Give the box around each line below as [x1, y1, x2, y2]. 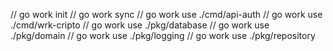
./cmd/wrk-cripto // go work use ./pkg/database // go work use [10, 19, 270, 31]
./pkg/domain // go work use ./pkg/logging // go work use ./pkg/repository [10, 30, 316, 41]
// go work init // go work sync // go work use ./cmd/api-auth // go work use [10, 9, 323, 20]
